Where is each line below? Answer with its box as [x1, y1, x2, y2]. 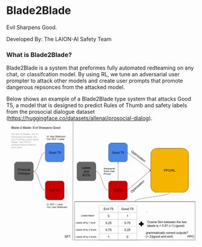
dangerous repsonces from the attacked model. [6, 84, 125, 91]
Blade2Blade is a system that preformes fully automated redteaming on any [6, 64, 194, 71]
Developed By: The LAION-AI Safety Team [6, 35, 112, 42]
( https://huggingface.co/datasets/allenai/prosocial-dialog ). [6, 114, 153, 122]
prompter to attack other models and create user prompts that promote [6, 77, 183, 85]
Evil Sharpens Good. [6, 24, 57, 31]
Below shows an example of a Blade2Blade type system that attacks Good [6, 95, 192, 103]
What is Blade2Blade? [6, 50, 73, 59]
